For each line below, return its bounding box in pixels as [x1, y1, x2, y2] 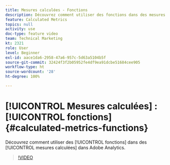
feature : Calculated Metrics [5, 17, 67, 22]
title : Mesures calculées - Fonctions [5, 7, 88, 13]
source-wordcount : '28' [5, 69, 56, 75]
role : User [5, 45, 29, 51]
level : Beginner [5, 50, 40, 55]
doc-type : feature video [5, 31, 58, 36]
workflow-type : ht [5, 64, 44, 69]
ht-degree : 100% [5, 74, 40, 79]
